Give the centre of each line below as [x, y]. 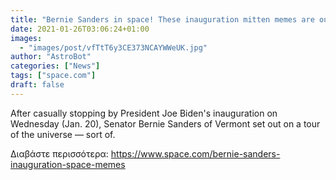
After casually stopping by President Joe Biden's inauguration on [144, 113]
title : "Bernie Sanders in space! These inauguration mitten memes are [162, 19]
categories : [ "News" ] [55, 66]
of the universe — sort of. [63, 134]
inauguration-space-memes [68, 164]
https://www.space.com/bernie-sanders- [195, 153]
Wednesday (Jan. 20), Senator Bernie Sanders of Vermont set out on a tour [165, 123]
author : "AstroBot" [51, 57]
